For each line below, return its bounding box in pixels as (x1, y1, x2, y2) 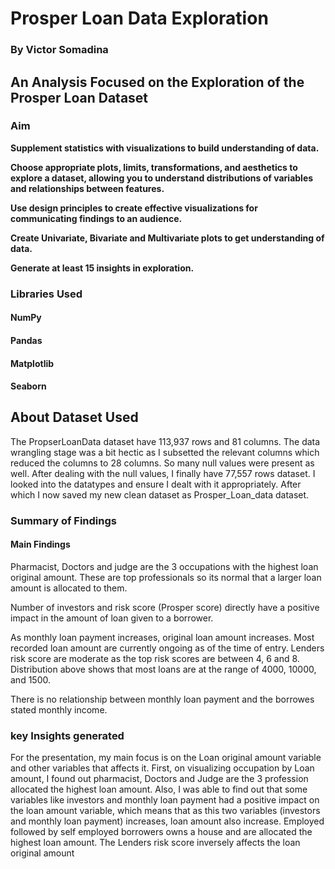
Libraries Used (10, 287, 83, 301)
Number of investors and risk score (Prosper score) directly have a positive (10, 602, 320, 614)
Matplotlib (10, 357, 55, 369)
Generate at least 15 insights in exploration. (10, 262, 195, 274)
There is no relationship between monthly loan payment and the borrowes (10, 693, 315, 706)
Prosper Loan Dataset (10, 89, 149, 106)
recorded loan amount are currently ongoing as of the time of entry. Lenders (10, 642, 325, 654)
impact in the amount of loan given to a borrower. (10, 612, 214, 624)
